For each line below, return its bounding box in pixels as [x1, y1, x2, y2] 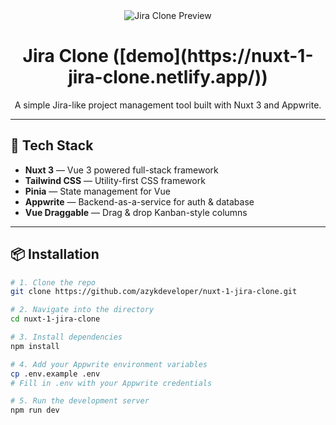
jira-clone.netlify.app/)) [68, 66, 268, 89]
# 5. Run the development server [10, 396, 150, 406]
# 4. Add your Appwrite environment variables [10, 359, 208, 369]
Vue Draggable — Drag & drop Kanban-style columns [24, 206, 248, 218]
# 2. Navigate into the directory [10, 305, 155, 315]
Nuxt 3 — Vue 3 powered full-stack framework [24, 164, 219, 176]
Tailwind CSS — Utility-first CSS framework [24, 174, 206, 186]
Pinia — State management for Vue [24, 185, 171, 197]
